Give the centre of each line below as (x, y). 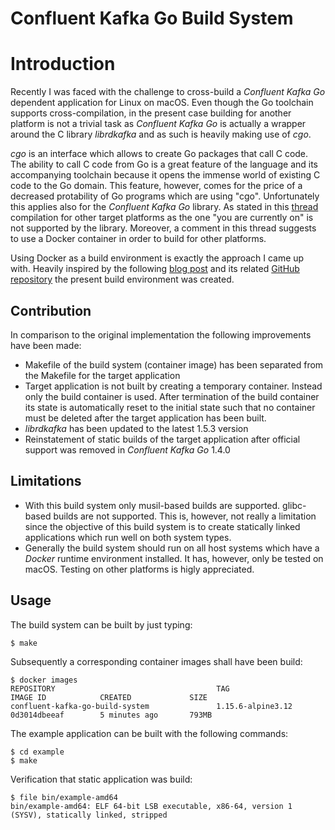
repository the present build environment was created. (122, 279)
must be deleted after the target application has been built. (145, 418)
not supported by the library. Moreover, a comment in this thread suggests (163, 228)
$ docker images (44, 680)
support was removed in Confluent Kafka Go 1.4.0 (127, 449)
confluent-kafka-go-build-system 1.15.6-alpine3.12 (151, 706)
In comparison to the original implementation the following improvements (161, 334)
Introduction (63, 64)
